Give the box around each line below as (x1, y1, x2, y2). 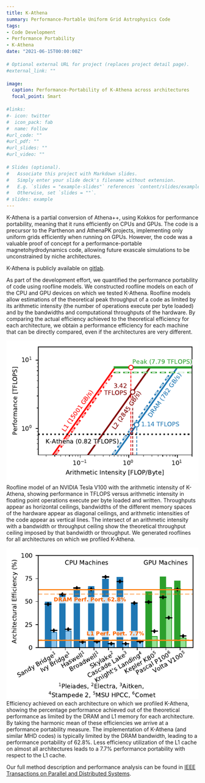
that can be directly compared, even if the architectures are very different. (6, 328, 193, 335)
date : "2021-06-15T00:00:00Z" (6, 49, 84, 55)
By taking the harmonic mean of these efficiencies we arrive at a (6, 719, 169, 726)
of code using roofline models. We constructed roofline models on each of (6, 283, 194, 290)
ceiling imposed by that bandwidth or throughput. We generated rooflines (6, 529, 191, 537)
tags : (6, 23, 20, 29)
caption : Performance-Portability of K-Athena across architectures (12, 87, 190, 93)
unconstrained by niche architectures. (6, 253, 102, 260)
